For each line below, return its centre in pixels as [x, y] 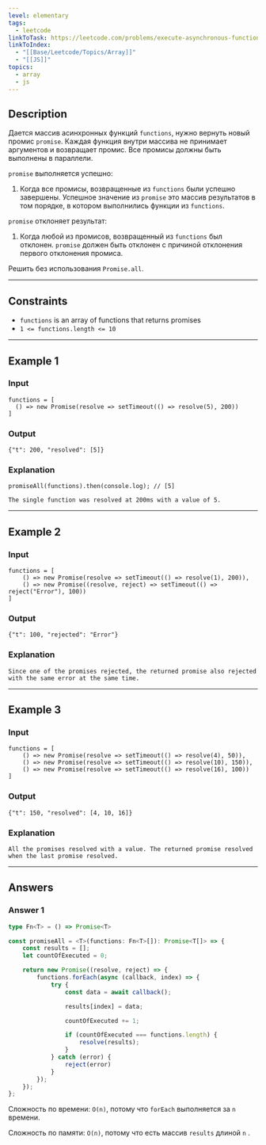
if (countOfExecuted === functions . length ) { [141, 1035]
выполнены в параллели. [51, 158]
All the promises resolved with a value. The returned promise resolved [131, 849]
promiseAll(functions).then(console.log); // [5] [92, 487]
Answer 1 [27, 910]
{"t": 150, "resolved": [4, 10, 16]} [70, 813]
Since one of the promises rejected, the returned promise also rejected [133, 671]
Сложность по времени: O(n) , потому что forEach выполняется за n [122, 1109]
